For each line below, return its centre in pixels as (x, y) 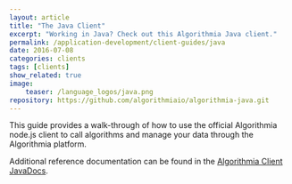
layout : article (39, 17)
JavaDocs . (29, 171)
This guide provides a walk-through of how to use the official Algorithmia (143, 125)
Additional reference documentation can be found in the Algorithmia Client (146, 162)
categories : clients (48, 59)
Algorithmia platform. (48, 144)
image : (21, 84)
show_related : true (46, 76)
